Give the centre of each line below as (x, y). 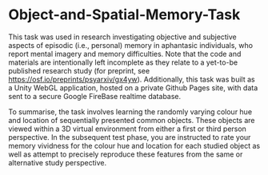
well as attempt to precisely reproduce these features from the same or (126, 154)
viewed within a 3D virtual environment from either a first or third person (127, 129)
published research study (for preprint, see (79, 70)
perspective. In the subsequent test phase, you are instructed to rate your (130, 137)
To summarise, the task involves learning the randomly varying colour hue (130, 111)
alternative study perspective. (57, 162)
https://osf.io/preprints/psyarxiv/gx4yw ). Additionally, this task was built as (132, 79)
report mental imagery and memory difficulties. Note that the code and (125, 54)
